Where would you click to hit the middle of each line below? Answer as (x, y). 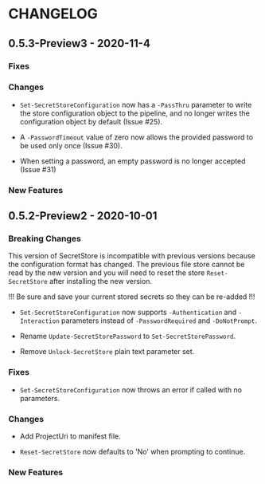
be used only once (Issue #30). (71, 145)
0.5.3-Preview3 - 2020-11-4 (80, 43)
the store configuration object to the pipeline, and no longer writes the (135, 113)
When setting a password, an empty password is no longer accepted (132, 161)
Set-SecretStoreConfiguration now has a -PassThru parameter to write (136, 104)
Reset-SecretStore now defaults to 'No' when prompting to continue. (132, 452)
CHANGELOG (53, 14)
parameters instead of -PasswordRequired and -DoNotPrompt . (159, 321)
